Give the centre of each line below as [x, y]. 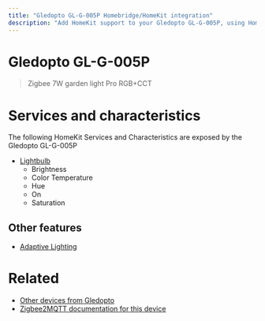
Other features [45, 228]
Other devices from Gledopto [67, 300]
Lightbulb [35, 161]
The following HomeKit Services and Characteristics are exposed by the [125, 137]
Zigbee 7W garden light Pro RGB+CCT [90, 84]
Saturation [48, 203]
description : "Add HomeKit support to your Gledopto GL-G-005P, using [127, 23]
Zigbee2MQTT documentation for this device [93, 309]
